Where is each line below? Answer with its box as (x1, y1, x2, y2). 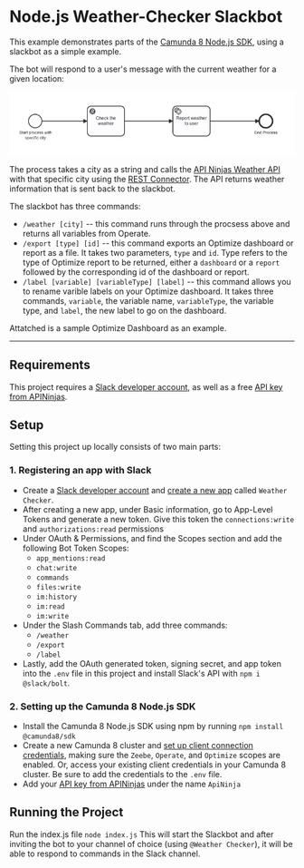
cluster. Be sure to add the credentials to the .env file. (22, 769, 223, 779)
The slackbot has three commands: (9, 200, 141, 211)
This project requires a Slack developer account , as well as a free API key (9, 381, 283, 392)
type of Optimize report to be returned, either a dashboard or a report (22, 257, 280, 268)
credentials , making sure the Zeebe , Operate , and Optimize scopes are (22, 750, 281, 760)
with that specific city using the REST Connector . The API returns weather (9, 173, 285, 184)
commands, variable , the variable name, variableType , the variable (22, 295, 274, 306)
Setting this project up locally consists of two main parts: (9, 442, 222, 453)
